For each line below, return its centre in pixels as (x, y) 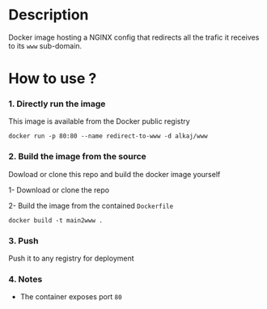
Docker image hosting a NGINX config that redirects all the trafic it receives (134, 37)
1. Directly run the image (57, 104)
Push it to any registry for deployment (72, 258)
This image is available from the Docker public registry (99, 121)
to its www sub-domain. (45, 45)
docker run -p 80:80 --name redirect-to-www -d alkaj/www (108, 136)
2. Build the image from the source (78, 157)
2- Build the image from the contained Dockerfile (91, 205)
